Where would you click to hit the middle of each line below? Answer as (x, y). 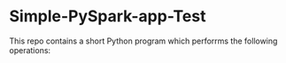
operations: (30, 50)
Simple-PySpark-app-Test (108, 16)
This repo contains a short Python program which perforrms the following (143, 41)
